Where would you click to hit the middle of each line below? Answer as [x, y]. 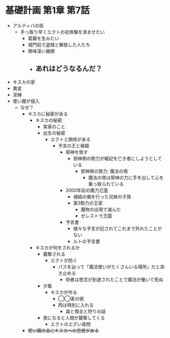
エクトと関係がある [71, 139]
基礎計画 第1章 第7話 [47, 10]
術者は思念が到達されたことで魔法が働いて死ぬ [114, 279]
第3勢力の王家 [88, 203]
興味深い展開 [41, 51]
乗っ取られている [106, 184]
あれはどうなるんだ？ [69, 69]
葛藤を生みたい [43, 38]
